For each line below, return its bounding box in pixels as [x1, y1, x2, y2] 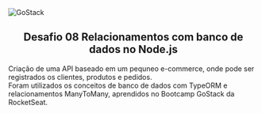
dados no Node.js [88, 43, 179, 56]
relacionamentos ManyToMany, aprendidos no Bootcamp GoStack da [8, 89, 235, 98]
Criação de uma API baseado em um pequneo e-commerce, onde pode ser [8, 63, 255, 73]
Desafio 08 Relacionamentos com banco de [23, 31, 244, 44]
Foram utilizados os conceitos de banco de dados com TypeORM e [8, 81, 228, 90]
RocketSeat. [8, 97, 48, 107]
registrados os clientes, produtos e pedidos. [8, 72, 152, 81]
